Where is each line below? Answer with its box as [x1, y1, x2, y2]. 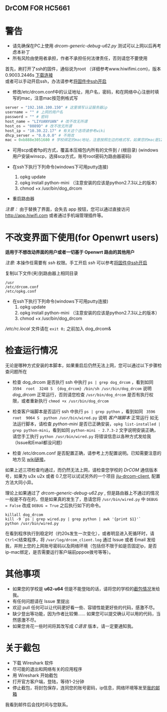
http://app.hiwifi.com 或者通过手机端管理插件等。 [5, 213, 106, 219]
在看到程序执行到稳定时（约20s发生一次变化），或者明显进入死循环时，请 [5, 530, 155, 537]
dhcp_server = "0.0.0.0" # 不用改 [5, 133, 75, 138]
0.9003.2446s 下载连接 [5, 72, 53, 78]
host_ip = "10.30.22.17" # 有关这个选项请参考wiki [5, 128, 105, 133]
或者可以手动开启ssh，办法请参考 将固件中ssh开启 [5, 78, 107, 84]
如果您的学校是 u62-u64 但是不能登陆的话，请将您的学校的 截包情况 [12, 586, 152, 592]
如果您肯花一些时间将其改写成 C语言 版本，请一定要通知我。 [12, 623, 136, 629]
